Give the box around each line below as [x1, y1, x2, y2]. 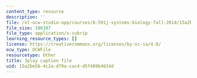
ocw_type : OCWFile [6, 47, 51, 53]
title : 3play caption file [6, 57, 72, 63]
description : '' [6, 14, 46, 20]
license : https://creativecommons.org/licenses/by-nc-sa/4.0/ [6, 42, 161, 48]
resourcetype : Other [6, 52, 57, 58]
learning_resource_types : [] [6, 36, 77, 42]
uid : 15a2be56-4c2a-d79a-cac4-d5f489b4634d [6, 63, 114, 69]
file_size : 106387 [6, 25, 51, 31]
